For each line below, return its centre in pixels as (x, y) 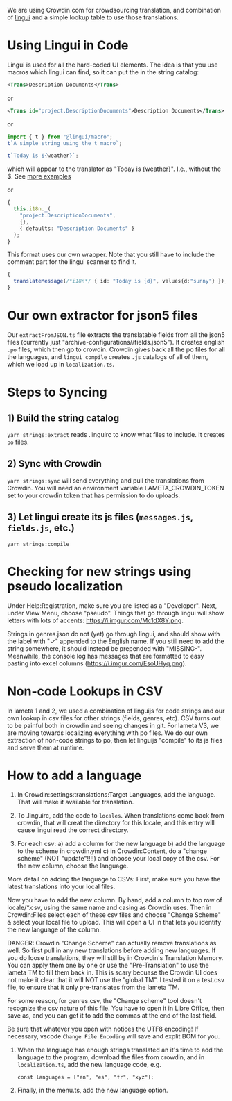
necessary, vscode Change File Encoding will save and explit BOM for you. (114, 1036)
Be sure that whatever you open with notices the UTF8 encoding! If (103, 1029)
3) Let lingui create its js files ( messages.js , (100, 517)
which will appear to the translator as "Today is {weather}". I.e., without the (114, 169)
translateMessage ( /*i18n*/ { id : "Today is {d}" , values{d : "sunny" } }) (119, 281)
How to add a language (74, 776)
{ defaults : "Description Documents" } (77, 229)
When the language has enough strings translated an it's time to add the (120, 1050)
